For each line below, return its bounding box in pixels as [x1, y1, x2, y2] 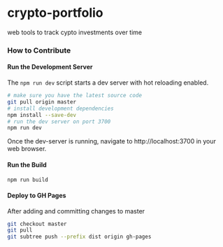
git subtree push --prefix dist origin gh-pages [7, 233, 152, 241]
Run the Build [7, 160, 47, 169]
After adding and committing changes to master [7, 206, 145, 215]
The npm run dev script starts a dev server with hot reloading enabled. [7, 78, 209, 87]
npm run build [7, 176, 49, 183]
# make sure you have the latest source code [7, 92, 142, 99]
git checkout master [7, 220, 68, 227]
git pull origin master [7, 98, 77, 106]
